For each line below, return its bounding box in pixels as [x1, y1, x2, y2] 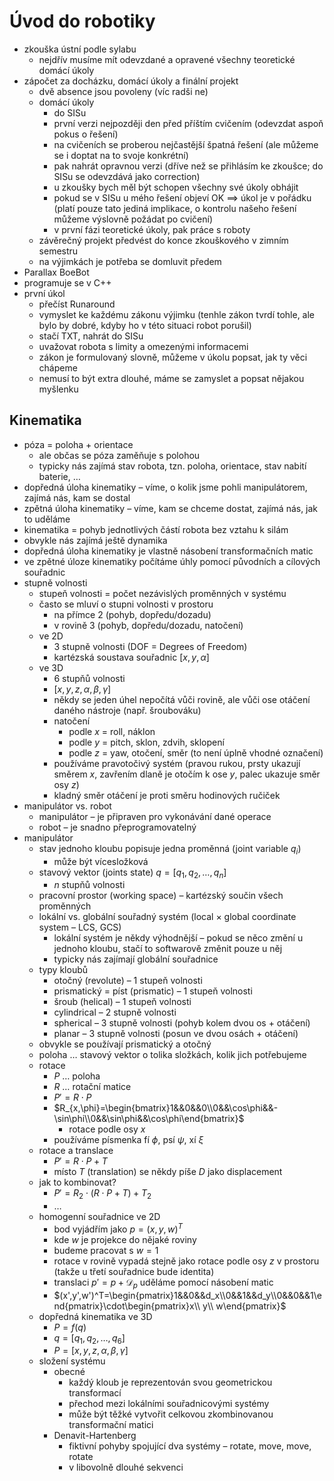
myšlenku [38, 383, 79, 395]
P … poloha [53, 1070, 101, 1082]
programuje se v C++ [23, 276, 112, 289]
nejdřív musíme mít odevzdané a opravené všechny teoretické [38, 53, 296, 65]
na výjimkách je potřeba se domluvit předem [38, 255, 222, 267]
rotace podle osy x [68, 1123, 146, 1135]
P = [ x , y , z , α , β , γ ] [53, 1345, 129, 1357]
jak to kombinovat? [38, 1176, 117, 1189]
